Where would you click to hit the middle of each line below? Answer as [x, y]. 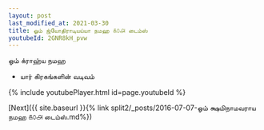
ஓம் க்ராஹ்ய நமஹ [37, 61]
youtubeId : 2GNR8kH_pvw [48, 38]
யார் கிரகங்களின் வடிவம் [57, 77]
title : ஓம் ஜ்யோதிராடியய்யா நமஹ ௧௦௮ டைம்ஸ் [78, 30]
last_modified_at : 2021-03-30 [59, 23]
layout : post [30, 16]
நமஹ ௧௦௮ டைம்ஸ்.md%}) [50, 117]
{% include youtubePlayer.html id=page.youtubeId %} [97, 93]
